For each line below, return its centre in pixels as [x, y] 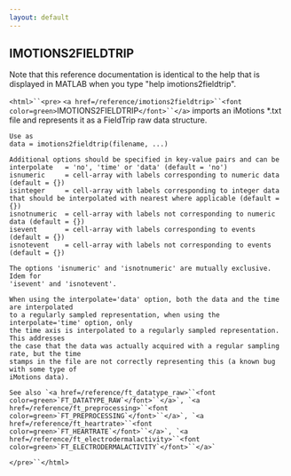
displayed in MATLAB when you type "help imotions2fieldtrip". [123, 84]
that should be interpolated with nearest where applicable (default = [144, 199]
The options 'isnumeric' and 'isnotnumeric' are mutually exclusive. [141, 269]
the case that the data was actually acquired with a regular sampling [144, 346]
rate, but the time [45, 354]
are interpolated [41, 307]
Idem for [25, 276]
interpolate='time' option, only [71, 323]
